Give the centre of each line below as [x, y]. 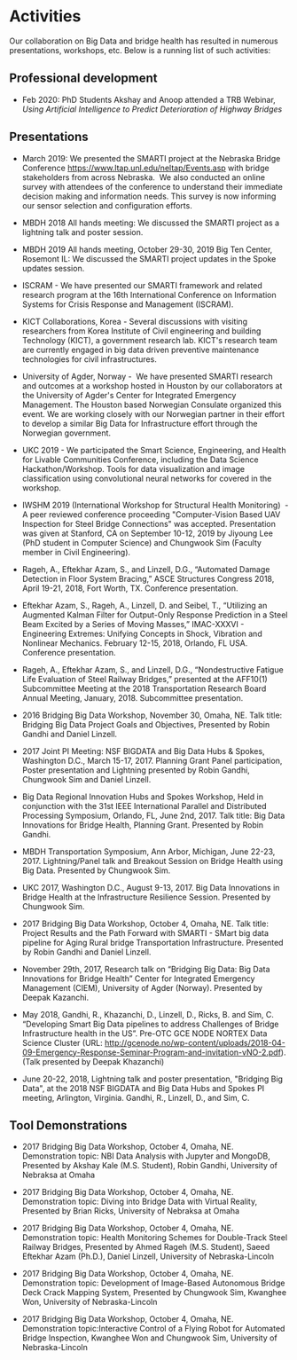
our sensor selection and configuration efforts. [107, 205]
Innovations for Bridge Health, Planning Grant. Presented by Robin [143, 825]
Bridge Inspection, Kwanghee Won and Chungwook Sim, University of [149, 1338]
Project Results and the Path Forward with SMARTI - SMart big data [145, 932]
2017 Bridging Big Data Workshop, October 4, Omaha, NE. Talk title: [145, 924]
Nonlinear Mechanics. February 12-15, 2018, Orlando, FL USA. [135, 643]
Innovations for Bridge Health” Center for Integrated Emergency [138, 979]
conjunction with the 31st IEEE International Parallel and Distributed [144, 806]
